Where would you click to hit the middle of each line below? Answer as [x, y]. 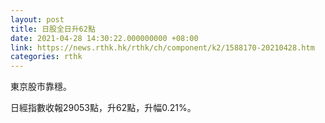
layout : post [37, 19]
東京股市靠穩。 [41, 87]
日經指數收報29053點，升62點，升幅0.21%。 [103, 108]
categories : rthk [46, 57]
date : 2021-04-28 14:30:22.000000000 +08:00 [104, 38]
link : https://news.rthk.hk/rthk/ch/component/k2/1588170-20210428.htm [162, 47]
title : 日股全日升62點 [53, 29]
